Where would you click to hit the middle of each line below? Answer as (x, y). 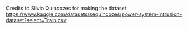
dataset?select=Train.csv (36, 20)
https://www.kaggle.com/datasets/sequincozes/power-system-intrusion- (94, 14)
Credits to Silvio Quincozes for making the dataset (66, 8)
